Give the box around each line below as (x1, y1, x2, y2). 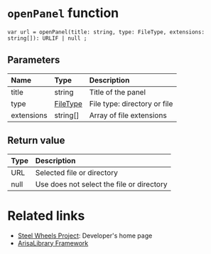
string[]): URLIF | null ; (7, 34, 87, 42)
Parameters (7, 54, 60, 66)
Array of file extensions (89, 110, 167, 120)
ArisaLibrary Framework (17, 238, 89, 247)
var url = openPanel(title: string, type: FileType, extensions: (7, 28, 205, 36)
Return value (7, 134, 65, 147)
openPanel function (7, 5, 119, 21)
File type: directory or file (89, 98, 173, 108)
